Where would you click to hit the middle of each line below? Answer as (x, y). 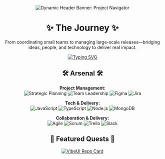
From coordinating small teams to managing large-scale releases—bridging (82, 42)
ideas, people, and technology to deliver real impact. (82, 47)
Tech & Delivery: (82, 103)
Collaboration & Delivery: (82, 118)
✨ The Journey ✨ (82, 28)
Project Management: (82, 88)
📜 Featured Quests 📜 (82, 139)
